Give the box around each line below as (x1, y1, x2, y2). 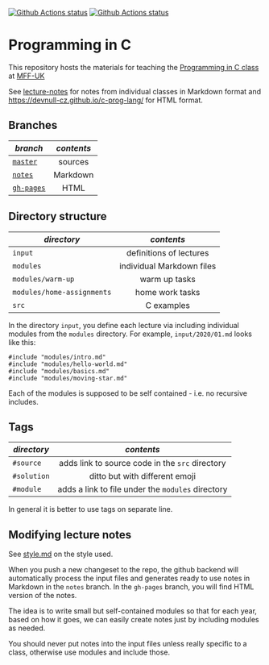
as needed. (8, 623, 46, 633)
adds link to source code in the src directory (59, 458, 226, 469)
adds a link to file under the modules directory (57, 484, 228, 495)
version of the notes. (8, 591, 77, 601)
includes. (8, 397, 39, 406)
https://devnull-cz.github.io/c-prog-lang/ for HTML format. (8, 95, 204, 105)
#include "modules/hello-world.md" (8, 360, 128, 368)
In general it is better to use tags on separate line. (8, 505, 173, 514)
